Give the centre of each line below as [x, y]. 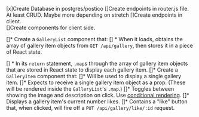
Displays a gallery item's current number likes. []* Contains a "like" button [97, 101]
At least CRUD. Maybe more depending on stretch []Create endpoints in [94, 15]
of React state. [24, 52]
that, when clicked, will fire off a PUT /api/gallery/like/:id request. [91, 108]
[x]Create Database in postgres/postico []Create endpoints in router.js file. [98, 9]
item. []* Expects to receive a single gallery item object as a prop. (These [96, 82]
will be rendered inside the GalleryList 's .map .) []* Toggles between [90, 89]
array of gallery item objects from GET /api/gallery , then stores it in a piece [99, 45]
